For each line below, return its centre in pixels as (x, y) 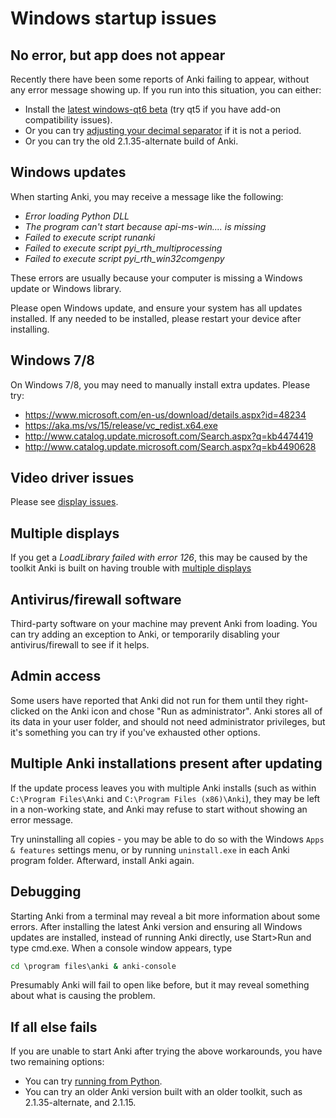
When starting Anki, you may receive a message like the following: (147, 196)
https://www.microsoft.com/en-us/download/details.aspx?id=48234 (165, 414)
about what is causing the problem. (83, 996)
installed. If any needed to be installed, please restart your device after (156, 318)
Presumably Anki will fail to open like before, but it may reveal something (160, 985)
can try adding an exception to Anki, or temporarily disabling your (145, 634)
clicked (25, 711)
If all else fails (54, 1027)
